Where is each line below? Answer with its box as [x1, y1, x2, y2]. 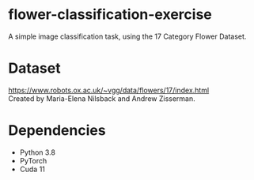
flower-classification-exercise [8, 6, 212, 24]
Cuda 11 [19, 164, 46, 174]
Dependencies [8, 122, 106, 140]
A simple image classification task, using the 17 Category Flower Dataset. [8, 32, 247, 41]
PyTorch [19, 156, 47, 165]
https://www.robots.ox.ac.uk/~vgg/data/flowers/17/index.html [8, 85, 210, 95]
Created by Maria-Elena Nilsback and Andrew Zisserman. [8, 93, 195, 103]
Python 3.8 [19, 148, 55, 157]
